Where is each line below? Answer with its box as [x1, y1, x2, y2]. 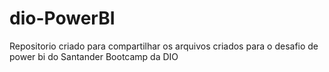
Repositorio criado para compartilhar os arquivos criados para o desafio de [9, 40, 319, 52]
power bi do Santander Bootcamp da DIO [9, 50, 179, 62]
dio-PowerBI [9, 7, 116, 30]
